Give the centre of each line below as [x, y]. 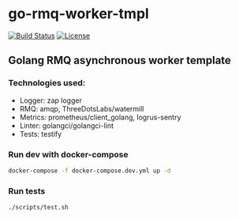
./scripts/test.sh [38, 208]
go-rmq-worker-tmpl [79, 14]
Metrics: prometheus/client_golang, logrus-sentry [100, 117]
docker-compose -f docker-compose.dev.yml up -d [90, 171]
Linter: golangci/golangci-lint [67, 125]
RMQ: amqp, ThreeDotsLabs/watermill [82, 108]
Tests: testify [41, 134]
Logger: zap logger [51, 100]
